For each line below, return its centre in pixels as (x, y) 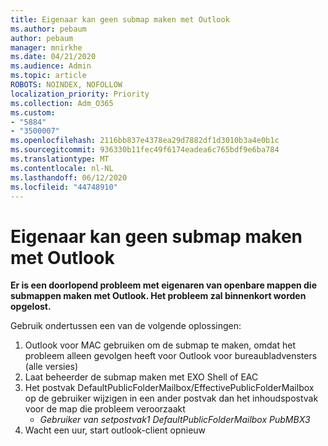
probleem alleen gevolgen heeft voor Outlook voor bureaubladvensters (171, 356)
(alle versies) (51, 367)
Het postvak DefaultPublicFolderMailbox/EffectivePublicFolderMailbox (169, 388)
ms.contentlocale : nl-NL (62, 168)
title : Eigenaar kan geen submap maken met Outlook (120, 19)
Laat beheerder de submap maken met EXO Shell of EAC (141, 377)
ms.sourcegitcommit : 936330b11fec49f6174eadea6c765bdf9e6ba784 (145, 150)
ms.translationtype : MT (60, 159)
